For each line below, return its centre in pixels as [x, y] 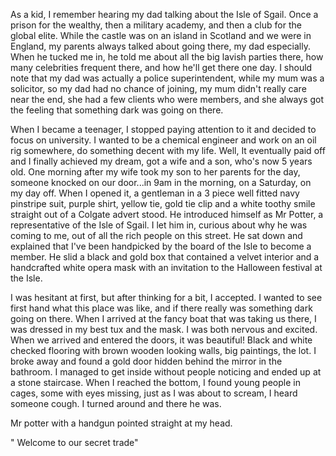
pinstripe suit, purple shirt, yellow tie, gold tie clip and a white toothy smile [163, 203]
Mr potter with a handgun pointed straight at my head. [121, 423]
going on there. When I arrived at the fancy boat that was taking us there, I [163, 318]
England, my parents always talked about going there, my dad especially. [160, 46]
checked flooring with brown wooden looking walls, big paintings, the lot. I [163, 350]
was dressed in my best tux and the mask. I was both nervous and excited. [164, 329]
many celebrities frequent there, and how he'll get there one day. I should [161, 67]
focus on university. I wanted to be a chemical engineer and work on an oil [163, 140]
